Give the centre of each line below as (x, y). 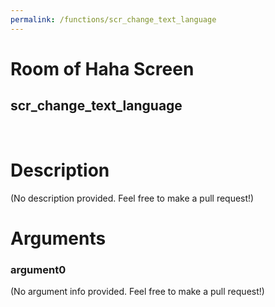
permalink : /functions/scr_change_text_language (113, 19)
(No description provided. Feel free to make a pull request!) (132, 198)
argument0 (38, 269)
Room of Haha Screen (102, 68)
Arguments (58, 238)
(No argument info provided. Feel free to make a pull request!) (137, 292)
